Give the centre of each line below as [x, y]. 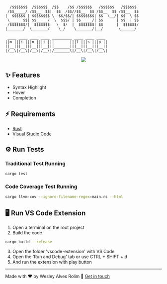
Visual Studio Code [32, 134]
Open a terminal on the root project [48, 228]
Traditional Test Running [35, 163]
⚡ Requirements [30, 114]
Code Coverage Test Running [41, 187]
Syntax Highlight [29, 87]
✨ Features [23, 75]
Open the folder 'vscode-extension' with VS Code [63, 252]
